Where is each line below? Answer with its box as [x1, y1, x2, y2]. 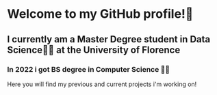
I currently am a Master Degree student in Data [7, 33, 211, 45]
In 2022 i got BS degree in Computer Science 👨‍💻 [7, 64, 170, 74]
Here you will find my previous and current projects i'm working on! [7, 80, 197, 88]
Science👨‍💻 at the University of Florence [7, 44, 181, 55]
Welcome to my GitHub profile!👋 [7, 6, 194, 22]
